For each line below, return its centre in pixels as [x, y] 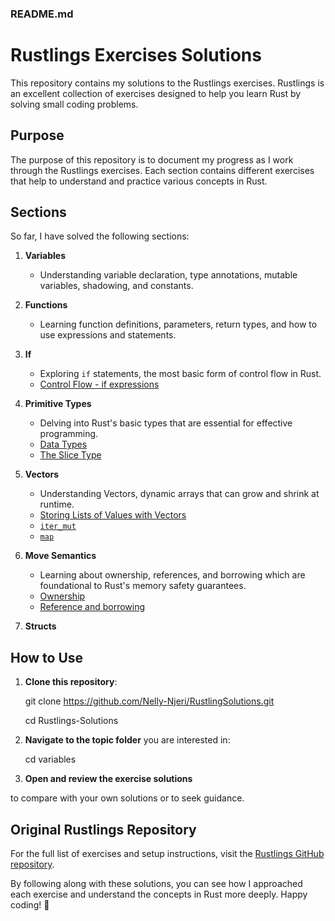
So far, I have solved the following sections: [100, 236]
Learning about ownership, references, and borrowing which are [172, 575]
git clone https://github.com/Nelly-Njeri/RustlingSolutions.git [149, 701]
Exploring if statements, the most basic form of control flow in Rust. [180, 374]
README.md [42, 14]
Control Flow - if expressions [99, 384]
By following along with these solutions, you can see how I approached [156, 884]
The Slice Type [70, 455]
